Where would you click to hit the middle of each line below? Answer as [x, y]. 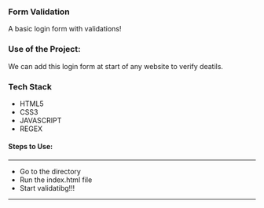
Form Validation [39, 12]
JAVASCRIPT [40, 120]
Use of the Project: [44, 49]
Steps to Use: [31, 147]
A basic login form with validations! [65, 29]
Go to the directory [50, 172]
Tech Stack [30, 86]
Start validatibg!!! [47, 188]
